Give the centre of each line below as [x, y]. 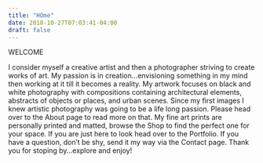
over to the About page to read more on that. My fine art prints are [115, 118]
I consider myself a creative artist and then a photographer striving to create [131, 67]
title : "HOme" [31, 15]
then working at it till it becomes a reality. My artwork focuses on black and [130, 84]
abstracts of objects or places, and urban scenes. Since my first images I [126, 101]
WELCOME [26, 53]
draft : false [29, 30]
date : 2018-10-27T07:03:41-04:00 [63, 23]
